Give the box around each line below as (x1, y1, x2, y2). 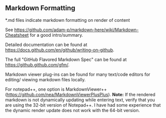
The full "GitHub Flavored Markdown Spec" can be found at (5, 57, 127, 62)
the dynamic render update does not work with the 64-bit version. (5, 107, 140, 113)
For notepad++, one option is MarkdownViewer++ (5, 86, 107, 92)
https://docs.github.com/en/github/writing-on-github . (5, 47, 114, 53)
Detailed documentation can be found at (5, 42, 88, 48)
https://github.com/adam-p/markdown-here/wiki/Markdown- (14, 27, 139, 33)
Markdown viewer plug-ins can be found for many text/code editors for (5, 71, 151, 77)
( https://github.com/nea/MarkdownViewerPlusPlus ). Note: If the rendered (5, 91, 156, 97)
